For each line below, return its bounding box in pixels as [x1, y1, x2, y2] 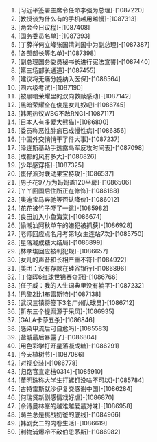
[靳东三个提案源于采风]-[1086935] [17, 307, 115, 315]
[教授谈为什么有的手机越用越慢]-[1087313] [17, 14, 137, 23]
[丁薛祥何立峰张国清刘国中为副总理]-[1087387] [17, 41, 150, 48]
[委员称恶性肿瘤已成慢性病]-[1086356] [17, 127, 127, 134]
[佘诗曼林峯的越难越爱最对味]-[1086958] [17, 402, 133, 410]
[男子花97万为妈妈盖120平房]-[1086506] [17, 178, 132, 186]
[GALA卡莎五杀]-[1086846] [17, 316, 95, 324]
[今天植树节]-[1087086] [17, 350, 84, 358]
